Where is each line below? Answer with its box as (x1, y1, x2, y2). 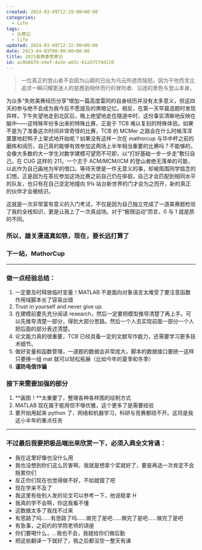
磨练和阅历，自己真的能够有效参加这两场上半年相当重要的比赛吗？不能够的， (6, 142, 196, 150)
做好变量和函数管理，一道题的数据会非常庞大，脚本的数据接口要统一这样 (14, 348, 194, 355)
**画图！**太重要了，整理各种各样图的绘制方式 (14, 394, 131, 402)
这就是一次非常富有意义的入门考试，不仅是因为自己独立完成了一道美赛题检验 (6, 200, 196, 207)
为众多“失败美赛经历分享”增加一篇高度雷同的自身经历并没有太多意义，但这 (6, 97, 191, 104)
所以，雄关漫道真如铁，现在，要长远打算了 (6, 232, 130, 240)
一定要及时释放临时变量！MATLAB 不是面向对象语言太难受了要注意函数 (14, 289, 191, 296)
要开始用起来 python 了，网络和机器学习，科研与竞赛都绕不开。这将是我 (14, 409, 194, 417)
